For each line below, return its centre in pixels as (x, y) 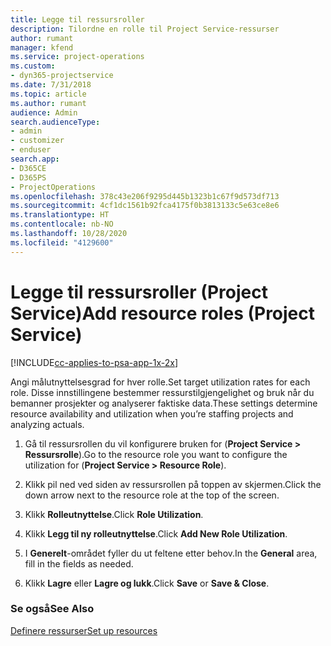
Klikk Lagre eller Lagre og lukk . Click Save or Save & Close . (147, 583)
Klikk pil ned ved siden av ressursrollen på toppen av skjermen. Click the (173, 484)
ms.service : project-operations (77, 57)
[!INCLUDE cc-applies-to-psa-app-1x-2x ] (94, 362)
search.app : (35, 159)
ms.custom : (33, 66)
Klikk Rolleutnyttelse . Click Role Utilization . (114, 514)
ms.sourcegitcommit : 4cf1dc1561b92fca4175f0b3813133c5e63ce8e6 (145, 206)
